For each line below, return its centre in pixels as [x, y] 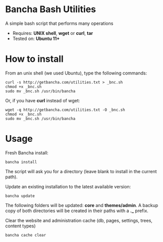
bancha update [20, 196]
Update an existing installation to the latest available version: [68, 186]
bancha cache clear [26, 235]
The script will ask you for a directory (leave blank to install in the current [81, 171]
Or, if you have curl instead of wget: [43, 100]
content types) [21, 226]
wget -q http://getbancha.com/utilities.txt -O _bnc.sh [65, 110]
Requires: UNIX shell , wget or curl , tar [53, 33]
